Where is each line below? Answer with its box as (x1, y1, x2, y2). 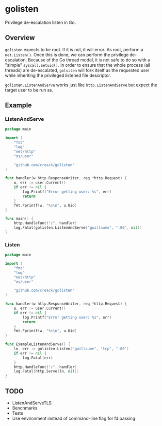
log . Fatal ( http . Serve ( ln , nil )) (14, 369, 79, 374)
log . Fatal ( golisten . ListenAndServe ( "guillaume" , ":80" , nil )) (14, 225, 142, 230)
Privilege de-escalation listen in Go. (5, 19, 76, 25)
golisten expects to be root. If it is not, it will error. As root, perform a (5, 46, 143, 52)
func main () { (5, 216, 34, 221)
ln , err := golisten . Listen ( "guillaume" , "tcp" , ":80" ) (14, 347, 130, 352)
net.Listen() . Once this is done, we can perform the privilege (5, 52, 129, 57)
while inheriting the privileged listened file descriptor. (5, 72, 112, 78)
